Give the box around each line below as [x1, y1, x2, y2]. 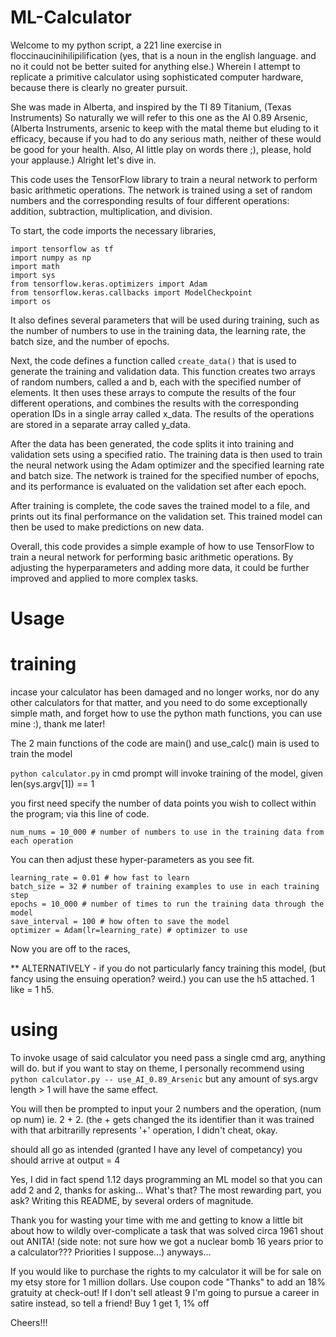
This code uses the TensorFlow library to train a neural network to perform [10, 173, 318, 185]
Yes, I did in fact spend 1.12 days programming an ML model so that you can [10, 1174, 323, 1185]
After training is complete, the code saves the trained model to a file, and [10, 499, 311, 511]
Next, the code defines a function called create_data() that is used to [10, 354, 297, 366]
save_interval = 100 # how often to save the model [10, 917, 230, 927]
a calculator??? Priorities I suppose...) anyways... [10, 1246, 212, 1258]
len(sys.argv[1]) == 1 [10, 778, 95, 790]
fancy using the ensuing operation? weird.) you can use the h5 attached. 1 [10, 973, 315, 985]
